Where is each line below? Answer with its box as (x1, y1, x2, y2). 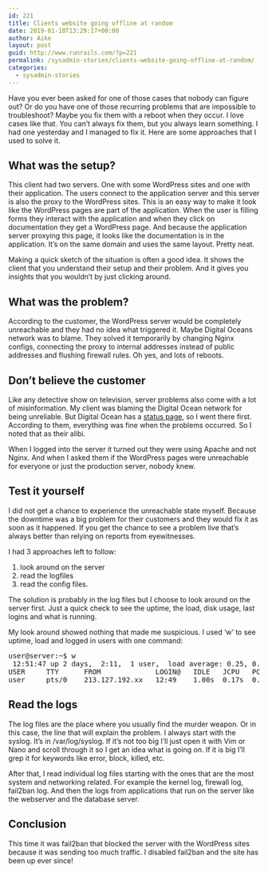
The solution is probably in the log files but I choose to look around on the (8, 594, 251, 604)
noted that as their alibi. (8, 429, 86, 438)
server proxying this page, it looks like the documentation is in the (8, 231, 225, 241)
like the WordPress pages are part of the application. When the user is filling (8, 206, 258, 215)
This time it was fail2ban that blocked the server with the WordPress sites (8, 838, 250, 848)
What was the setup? (8, 159, 116, 173)
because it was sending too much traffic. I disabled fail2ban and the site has (8, 847, 259, 857)
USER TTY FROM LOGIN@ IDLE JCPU (8, 667, 240, 676)
